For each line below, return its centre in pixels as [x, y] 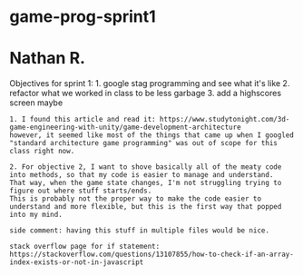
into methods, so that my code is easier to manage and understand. [142, 175]
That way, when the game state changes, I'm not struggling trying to [146, 183]
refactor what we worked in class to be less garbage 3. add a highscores [146, 94]
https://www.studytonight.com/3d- [225, 120]
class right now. [42, 152]
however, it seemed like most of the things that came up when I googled [152, 135]
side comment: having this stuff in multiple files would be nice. [140, 231]
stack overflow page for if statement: [85, 247]
